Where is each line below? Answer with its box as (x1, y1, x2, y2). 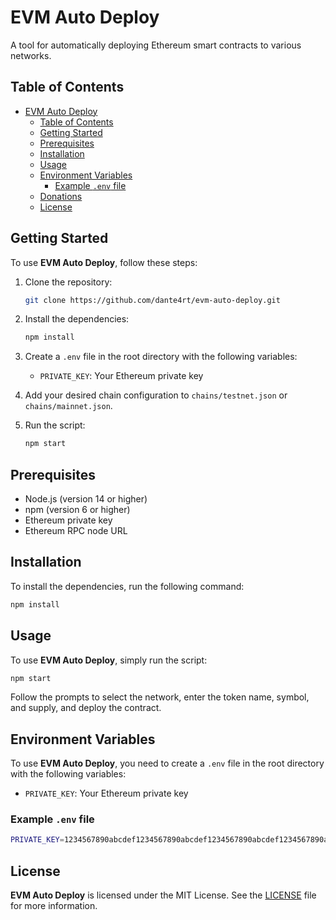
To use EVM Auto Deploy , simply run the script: (10, 654, 208, 666)
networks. (10, 49, 52, 61)
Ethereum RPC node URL (24, 525, 128, 536)
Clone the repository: (24, 276, 113, 288)
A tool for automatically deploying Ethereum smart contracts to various (10, 39, 302, 51)
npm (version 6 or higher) (24, 504, 131, 515)
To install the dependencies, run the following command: (10, 580, 245, 592)
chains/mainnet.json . (24, 400, 113, 412)
